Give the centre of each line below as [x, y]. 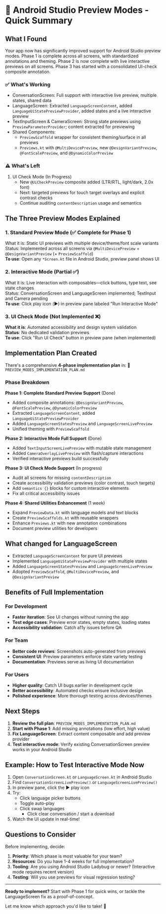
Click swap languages [42, 808]
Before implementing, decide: [35, 846]
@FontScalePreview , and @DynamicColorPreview [66, 153]
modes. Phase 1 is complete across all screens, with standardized [72, 56]
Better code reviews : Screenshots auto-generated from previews [79, 651]
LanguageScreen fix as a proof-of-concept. [49, 896]
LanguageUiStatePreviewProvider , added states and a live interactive [82, 111]
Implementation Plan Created [51, 353]
